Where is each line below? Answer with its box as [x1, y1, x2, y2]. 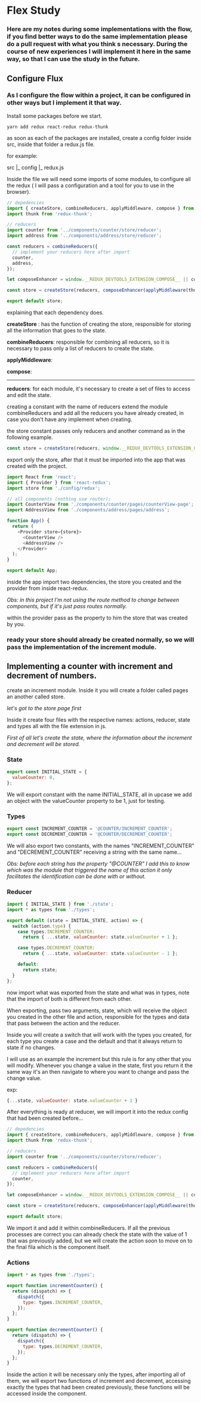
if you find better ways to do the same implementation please [7, 32, 188, 41]
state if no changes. [7, 1044, 56, 1051]
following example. [7, 434, 53, 441]
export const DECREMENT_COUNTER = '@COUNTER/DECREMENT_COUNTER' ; [7, 831, 172, 837]
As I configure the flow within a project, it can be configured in [7, 91, 191, 99]
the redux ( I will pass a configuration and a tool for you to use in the [7, 182, 175, 189]
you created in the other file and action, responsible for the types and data [7, 1013, 190, 1020]
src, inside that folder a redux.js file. [7, 140, 95, 148]
